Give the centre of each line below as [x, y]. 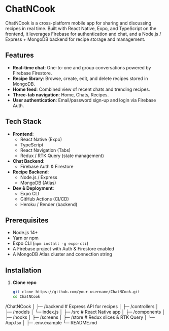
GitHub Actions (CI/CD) [45, 199]
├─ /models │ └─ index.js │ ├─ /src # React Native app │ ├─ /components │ [85, 312]
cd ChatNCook [26, 297]
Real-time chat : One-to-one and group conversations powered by [82, 67]
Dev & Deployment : [33, 188]
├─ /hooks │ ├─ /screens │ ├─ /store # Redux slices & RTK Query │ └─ [80, 317]
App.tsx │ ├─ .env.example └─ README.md [51, 322]
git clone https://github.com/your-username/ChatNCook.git [76, 292]
